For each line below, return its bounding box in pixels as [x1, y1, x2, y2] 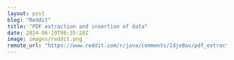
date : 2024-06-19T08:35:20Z [7, 29, 89, 37]
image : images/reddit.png [7, 36, 82, 43]
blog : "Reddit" [7, 17, 52, 23]
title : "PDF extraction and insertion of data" [7, 23, 148, 30]
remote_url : [7, 42, 42, 49]
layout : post [7, 10, 45, 17]
